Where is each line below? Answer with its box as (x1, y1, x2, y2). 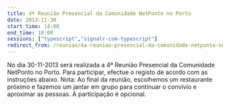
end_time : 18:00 (7, 29, 53, 36)
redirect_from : (7, 42, 51, 49)
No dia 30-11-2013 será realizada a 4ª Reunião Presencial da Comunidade (7, 61, 216, 69)
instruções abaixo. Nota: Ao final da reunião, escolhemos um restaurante (7, 75, 213, 83)
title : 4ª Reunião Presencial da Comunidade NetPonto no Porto (7, 10, 192, 17)
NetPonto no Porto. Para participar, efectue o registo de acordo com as (7, 68, 208, 76)
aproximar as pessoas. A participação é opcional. (7, 90, 146, 98)
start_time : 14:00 (7, 23, 60, 30)
